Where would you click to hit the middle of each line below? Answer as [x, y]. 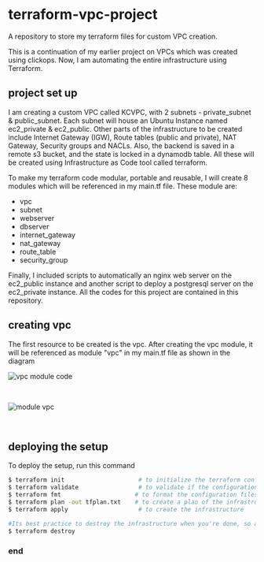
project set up [43, 93]
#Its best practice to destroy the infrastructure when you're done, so [130, 523]
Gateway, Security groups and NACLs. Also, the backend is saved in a [121, 145]
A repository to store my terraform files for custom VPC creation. [113, 36]
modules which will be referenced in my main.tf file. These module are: [123, 186]
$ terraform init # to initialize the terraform [125, 480]
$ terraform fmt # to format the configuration [123, 495]
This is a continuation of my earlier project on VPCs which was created [123, 51]
